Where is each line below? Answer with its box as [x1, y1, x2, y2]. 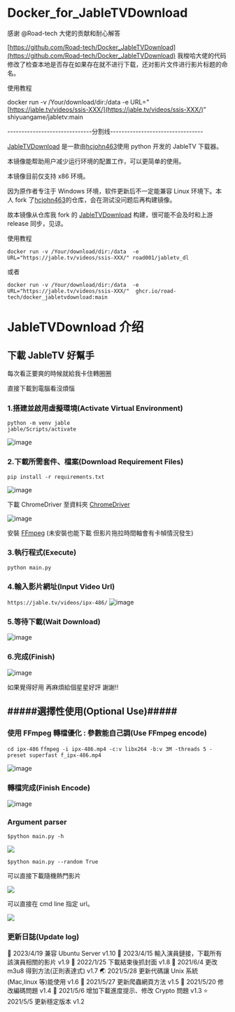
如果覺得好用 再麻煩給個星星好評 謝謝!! [7, 682, 119, 691]
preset [7, 752, 27, 759]
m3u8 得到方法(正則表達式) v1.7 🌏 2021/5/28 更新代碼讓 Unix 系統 [7, 966, 198, 976]
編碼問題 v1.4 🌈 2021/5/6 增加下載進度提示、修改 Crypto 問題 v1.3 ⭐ [13, 987, 208, 995]
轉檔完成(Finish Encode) [7, 783, 91, 793]
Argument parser [7, 817, 67, 827]
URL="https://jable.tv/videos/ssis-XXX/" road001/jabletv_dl [7, 254, 190, 261]
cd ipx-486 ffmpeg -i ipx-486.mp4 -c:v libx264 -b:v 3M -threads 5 [7, 745, 206, 753]
